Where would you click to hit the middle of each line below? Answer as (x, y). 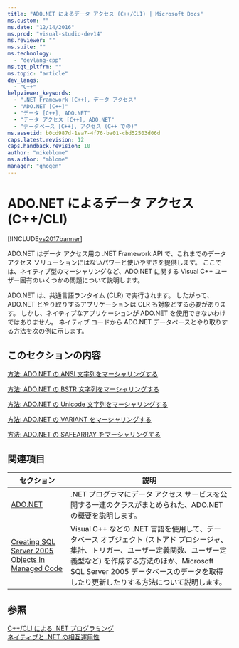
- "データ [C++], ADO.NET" (52, 113)
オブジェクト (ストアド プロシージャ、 (164, 540)
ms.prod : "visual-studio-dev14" (55, 34)
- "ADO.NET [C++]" (41, 107)
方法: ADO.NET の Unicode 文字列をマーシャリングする (88, 404)
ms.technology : (30, 54)
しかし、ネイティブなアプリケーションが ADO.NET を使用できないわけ (123, 313)
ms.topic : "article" (38, 73)
